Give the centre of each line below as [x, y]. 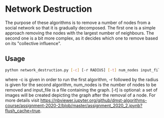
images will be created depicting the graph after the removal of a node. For [81, 95]
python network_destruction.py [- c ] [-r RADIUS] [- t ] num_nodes [72, 70]
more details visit [22, 100]
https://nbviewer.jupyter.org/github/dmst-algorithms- [94, 100]
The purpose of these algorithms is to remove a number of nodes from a [78, 23]
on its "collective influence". [33, 43]
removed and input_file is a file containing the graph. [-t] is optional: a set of [81, 90]
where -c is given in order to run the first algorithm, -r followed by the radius [82, 79]
